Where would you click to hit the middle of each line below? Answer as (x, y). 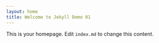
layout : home (22, 11)
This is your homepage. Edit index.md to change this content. (80, 34)
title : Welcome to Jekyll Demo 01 (49, 17)
